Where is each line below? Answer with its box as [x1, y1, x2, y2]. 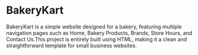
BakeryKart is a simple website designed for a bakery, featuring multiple [6, 23, 182, 30]
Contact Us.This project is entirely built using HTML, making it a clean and [6, 35, 187, 43]
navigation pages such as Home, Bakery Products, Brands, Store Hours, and [6, 29, 193, 36]
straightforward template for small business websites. [6, 42, 138, 49]
